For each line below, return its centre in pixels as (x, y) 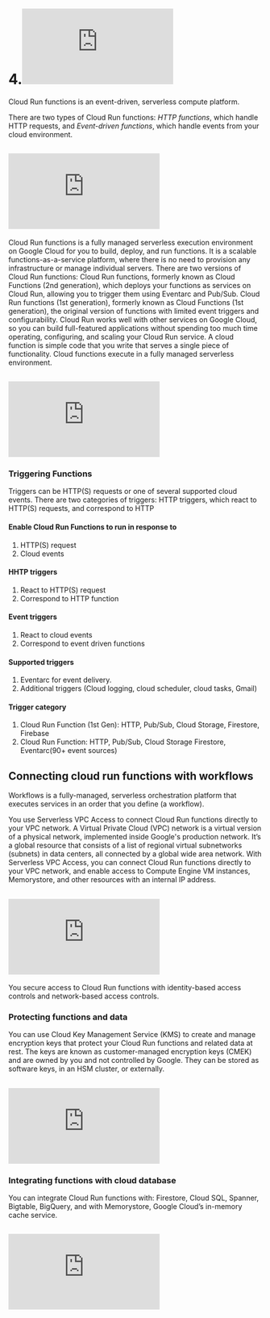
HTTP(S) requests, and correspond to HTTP (81, 508)
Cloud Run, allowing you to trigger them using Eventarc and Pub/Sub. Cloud (134, 294)
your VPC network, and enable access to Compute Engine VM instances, (129, 871)
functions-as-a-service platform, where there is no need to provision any (130, 259)
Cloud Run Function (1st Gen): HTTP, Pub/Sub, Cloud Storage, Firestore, (139, 725)
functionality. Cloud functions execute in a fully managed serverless (121, 354)
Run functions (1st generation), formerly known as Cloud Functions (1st (126, 302)
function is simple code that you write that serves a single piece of (119, 345)
